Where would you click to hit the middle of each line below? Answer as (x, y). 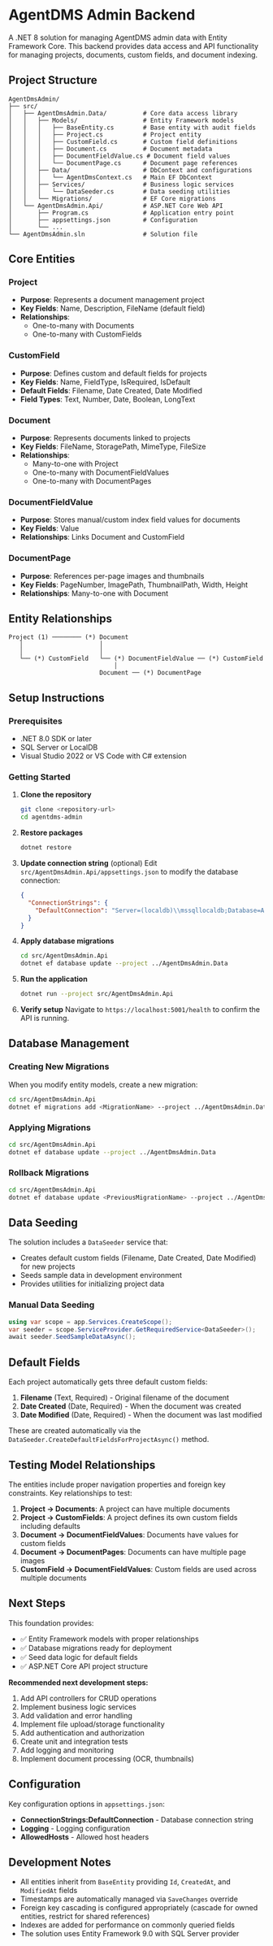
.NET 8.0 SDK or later (56, 739)
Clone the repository (56, 795)
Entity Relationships (60, 619)
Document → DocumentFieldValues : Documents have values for (129, 1535)
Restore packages (52, 833)
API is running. (45, 1019)
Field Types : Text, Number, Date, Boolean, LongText (108, 399)
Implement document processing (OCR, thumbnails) (107, 1758)
